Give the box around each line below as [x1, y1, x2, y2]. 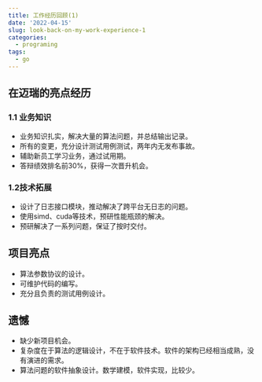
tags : [8, 48, 26, 56]
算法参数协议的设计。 [19, 269, 89, 278]
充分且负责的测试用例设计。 [19, 288, 110, 298]
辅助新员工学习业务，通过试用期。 [19, 151, 131, 160]
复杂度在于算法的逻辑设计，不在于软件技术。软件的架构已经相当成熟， [19, 346, 248, 355]
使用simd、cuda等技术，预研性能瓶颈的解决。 [19, 211, 169, 221]
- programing [15, 41, 58, 49]
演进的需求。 [26, 355, 68, 365]
